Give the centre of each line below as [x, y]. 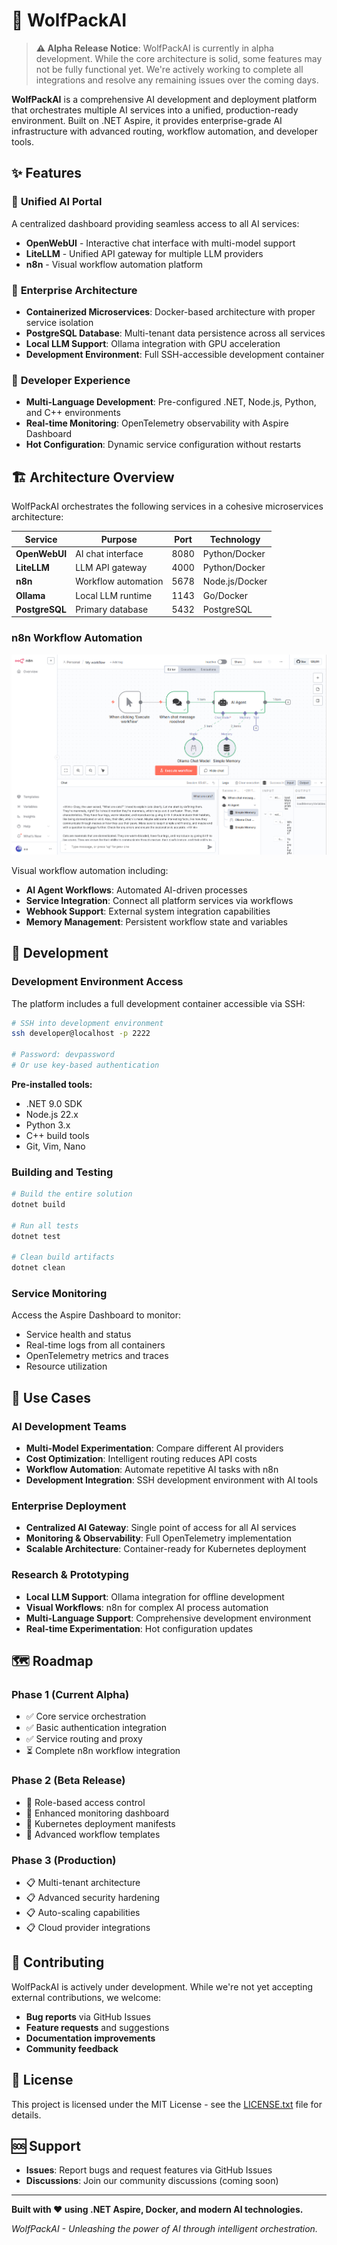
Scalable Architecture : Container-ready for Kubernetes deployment [166, 1549]
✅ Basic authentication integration [96, 1728]
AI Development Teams [69, 1426]
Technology [235, 539]
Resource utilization [66, 1366]
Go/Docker [225, 595]
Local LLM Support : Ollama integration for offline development [155, 1596]
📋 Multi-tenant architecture [83, 1883]
